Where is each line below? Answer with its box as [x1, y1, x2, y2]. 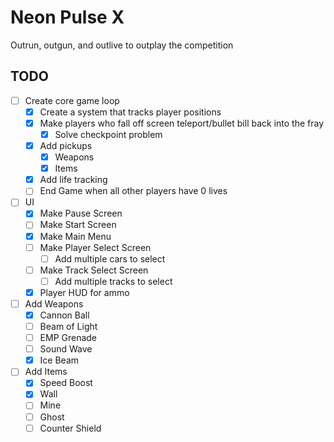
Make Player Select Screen [39, 241, 152, 253]
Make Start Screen [39, 219, 117, 231]
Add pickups [39, 140, 93, 151]
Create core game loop [24, 94, 120, 106]
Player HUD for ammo [39, 286, 130, 298]
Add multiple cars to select [54, 252, 166, 265]
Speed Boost [39, 377, 93, 389]
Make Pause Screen [39, 207, 123, 220]
